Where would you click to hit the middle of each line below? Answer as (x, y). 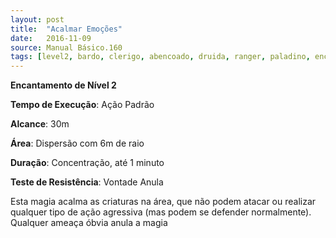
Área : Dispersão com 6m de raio (77, 143)
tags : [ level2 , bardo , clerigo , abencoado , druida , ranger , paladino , (160, 57)
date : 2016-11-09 (51, 38)
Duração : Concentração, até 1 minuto (87, 163)
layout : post (37, 19)
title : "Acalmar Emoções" (66, 29)
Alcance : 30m (40, 124)
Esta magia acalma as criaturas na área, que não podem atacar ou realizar (163, 202)
